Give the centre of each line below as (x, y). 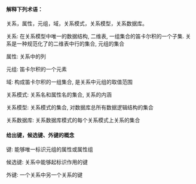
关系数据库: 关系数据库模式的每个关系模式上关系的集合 (73, 120)
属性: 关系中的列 (26, 56)
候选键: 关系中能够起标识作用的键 (47, 162)
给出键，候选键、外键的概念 (40, 135)
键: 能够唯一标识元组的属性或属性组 (50, 149)
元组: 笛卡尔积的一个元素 (36, 70)
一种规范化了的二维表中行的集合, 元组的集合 (70, 44)
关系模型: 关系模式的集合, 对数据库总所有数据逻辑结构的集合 (80, 107)
